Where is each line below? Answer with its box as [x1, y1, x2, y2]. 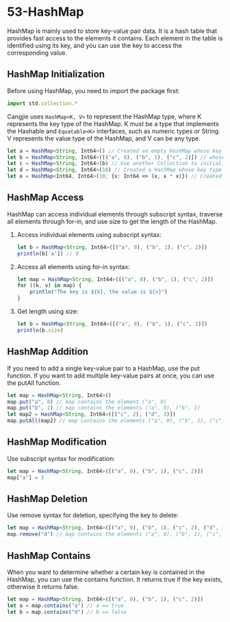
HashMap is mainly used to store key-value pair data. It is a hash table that [7, 27, 218, 35]
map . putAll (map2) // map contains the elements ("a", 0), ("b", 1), [7, 417, 207, 425]
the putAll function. [7, 378, 62, 387]
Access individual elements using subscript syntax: [16, 230, 162, 238]
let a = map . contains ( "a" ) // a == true [7, 602, 125, 609]
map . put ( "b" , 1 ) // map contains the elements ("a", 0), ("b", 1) [7, 405, 201, 412]
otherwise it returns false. [7, 582, 79, 590]
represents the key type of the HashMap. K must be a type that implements [7, 119, 219, 127]
